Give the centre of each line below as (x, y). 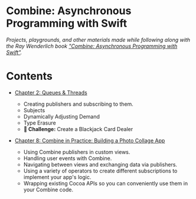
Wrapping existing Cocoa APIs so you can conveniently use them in (105, 183)
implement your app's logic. (57, 177)
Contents (30, 76)
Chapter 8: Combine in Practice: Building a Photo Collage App (90, 141)
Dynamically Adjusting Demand (62, 116)
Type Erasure (40, 123)
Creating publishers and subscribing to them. (79, 104)
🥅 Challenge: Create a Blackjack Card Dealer (78, 129)
